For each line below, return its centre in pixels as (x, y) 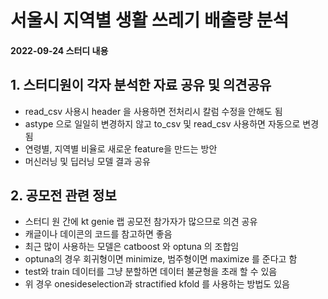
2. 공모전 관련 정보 (63, 195)
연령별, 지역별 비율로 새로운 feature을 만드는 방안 (121, 148)
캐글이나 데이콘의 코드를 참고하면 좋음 (98, 234)
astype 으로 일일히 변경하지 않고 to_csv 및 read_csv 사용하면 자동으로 (162, 123)
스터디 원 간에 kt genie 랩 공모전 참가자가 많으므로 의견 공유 (141, 222)
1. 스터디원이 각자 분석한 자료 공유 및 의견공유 (141, 85)
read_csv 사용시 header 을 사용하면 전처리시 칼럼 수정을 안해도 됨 (153, 111)
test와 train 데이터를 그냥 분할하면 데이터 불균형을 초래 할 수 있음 (151, 272)
